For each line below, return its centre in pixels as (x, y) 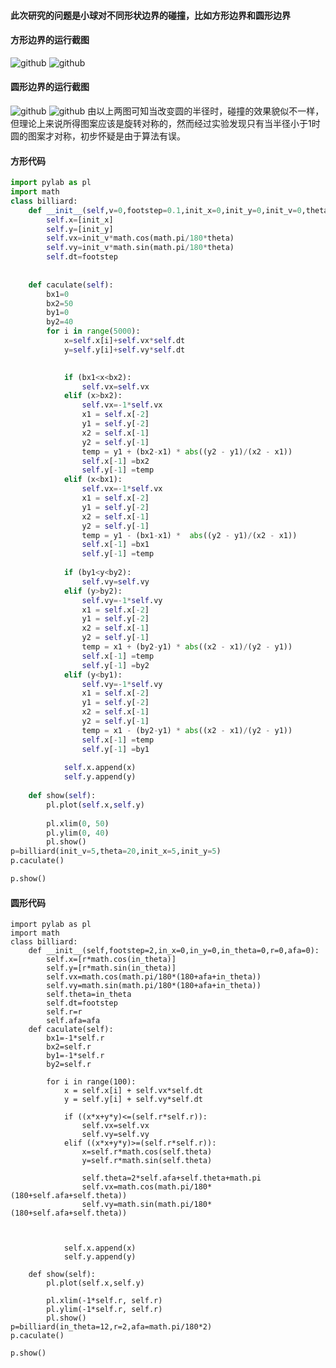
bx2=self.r (69, 1047)
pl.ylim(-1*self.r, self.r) (104, 1310)
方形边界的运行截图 (50, 40)
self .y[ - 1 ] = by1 (115, 749)
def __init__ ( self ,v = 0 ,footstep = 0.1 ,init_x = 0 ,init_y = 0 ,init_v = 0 (165, 210)
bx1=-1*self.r (75, 1038)
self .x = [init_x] (80, 220)
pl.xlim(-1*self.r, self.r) (104, 1301)
